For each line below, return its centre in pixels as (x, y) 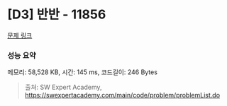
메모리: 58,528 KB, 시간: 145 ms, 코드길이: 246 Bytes (83, 72)
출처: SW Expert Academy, (63, 87)
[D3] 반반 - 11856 (57, 14)
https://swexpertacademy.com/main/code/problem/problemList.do (122, 95)
